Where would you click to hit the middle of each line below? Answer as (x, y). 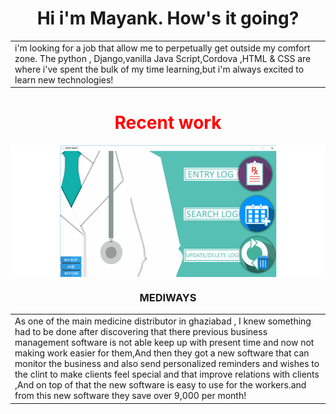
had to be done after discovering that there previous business (141, 332)
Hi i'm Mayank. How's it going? (168, 18)
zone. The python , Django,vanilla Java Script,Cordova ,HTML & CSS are (163, 58)
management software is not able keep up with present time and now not (164, 343)
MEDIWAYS (168, 298)
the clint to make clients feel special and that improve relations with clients (167, 374)
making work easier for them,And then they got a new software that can (162, 353)
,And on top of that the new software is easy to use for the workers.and (160, 385)
